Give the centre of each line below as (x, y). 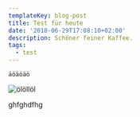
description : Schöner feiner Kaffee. (71, 38)
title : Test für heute (46, 23)
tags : (17, 45)
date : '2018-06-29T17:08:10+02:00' (67, 30)
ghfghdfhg (26, 105)
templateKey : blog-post (48, 16)
